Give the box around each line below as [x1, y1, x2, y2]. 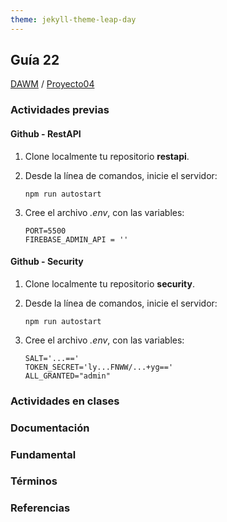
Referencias [10, 501, 71, 515]
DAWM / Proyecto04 [10, 78, 95, 90]
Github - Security [10, 256, 84, 268]
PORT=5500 [24, 226, 67, 236]
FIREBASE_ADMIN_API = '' [24, 234, 129, 245]
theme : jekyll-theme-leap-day [10, 14, 137, 25]
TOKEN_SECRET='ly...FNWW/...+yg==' [24, 362, 174, 372]
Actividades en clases [10, 394, 120, 408]
